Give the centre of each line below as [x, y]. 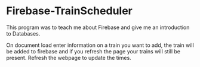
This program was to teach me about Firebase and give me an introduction [98, 27]
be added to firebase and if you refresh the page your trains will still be [93, 51]
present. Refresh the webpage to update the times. [69, 58]
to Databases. [23, 33]
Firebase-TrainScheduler [69, 11]
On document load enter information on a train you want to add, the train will [100, 45]
